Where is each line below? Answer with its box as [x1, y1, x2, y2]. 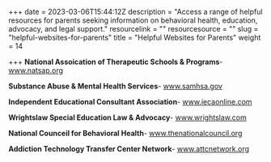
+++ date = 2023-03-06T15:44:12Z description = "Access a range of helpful [8, 7, 263, 16]
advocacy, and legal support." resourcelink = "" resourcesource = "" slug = [8, 24, 259, 33]
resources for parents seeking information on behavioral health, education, [8, 15, 258, 25]
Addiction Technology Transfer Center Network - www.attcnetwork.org [8, 144, 249, 153]
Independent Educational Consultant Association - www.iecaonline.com [8, 97, 252, 106]
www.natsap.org [8, 66, 63, 75]
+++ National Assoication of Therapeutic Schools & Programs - [8, 57, 223, 66]
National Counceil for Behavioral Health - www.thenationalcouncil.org [8, 129, 243, 138]
